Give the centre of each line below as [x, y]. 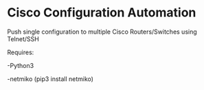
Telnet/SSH [23, 38]
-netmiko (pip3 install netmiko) [50, 79]
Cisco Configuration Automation [102, 13]
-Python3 [21, 65]
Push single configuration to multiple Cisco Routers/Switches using [102, 32]
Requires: [21, 52]
